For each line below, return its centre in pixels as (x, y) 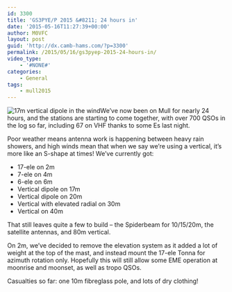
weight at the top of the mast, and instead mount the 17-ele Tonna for (106, 253)
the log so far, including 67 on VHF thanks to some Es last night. (99, 126)
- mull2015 (35, 91)
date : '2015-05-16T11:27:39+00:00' (59, 26)
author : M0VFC (28, 33)
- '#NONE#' (35, 65)
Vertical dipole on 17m (49, 189)
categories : (24, 71)
